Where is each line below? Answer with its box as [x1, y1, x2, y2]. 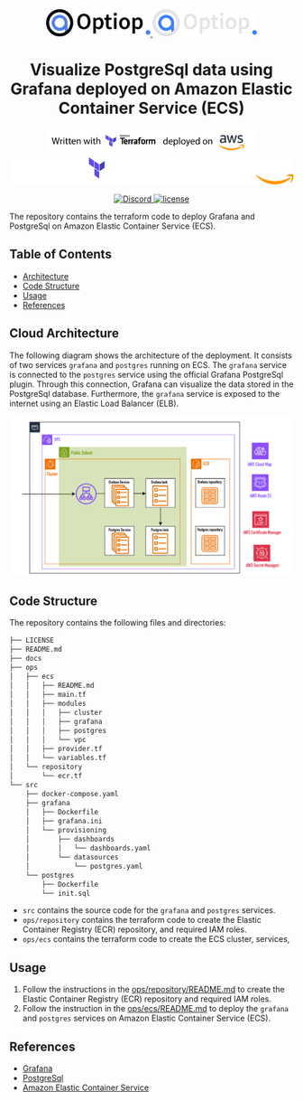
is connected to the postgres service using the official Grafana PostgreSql [9, 369, 284, 380]
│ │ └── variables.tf [9, 754, 106, 763]
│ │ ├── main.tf [9, 691, 87, 700]
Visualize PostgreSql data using [30, 60, 273, 80]
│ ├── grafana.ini [25, 817, 103, 826]
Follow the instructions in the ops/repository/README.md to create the [22, 984, 286, 995]
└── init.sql [41, 889, 91, 899]
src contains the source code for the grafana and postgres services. [22, 905, 276, 916]
